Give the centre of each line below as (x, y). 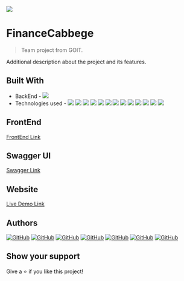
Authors (22, 223)
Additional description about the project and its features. (76, 62)
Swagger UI (29, 156)
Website (22, 189)
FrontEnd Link (24, 137)
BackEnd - (28, 96)
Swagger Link (24, 170)
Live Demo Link (26, 204)
